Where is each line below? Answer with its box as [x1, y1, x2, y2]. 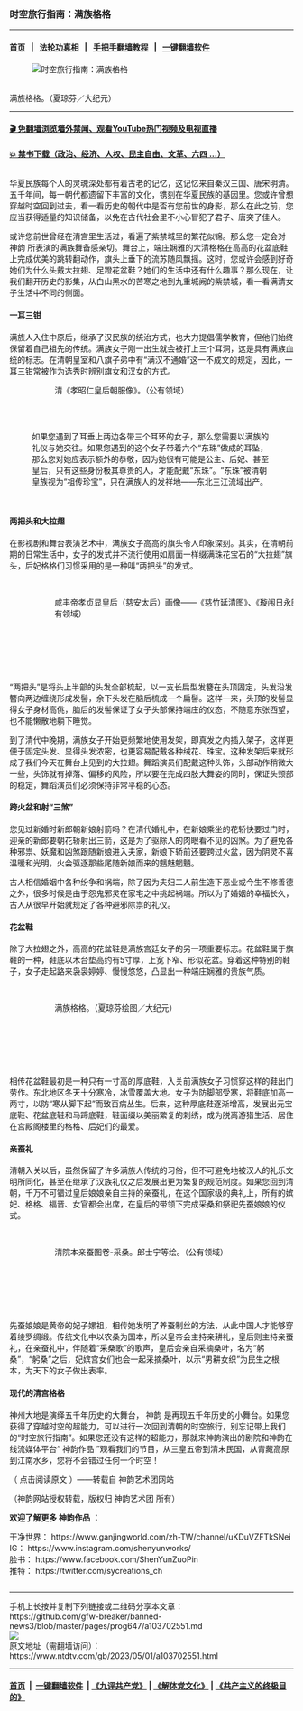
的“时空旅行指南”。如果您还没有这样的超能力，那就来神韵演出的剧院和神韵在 [9, 1432, 293, 1443]
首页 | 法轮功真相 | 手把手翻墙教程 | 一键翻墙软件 [9, 42, 210, 52]
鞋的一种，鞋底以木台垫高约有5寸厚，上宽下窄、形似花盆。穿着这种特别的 [9, 955, 283, 966]
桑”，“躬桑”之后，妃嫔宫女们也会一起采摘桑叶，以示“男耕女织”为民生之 [9, 1354, 272, 1364]
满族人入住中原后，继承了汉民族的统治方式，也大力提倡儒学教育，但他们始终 [9, 331, 294, 342]
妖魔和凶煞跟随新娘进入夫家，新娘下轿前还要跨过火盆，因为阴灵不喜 [40, 846, 294, 856]
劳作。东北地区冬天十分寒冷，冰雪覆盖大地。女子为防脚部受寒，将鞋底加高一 [9, 1087, 294, 1098]
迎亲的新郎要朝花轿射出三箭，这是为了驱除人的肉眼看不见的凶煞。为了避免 [9, 835, 286, 846]
